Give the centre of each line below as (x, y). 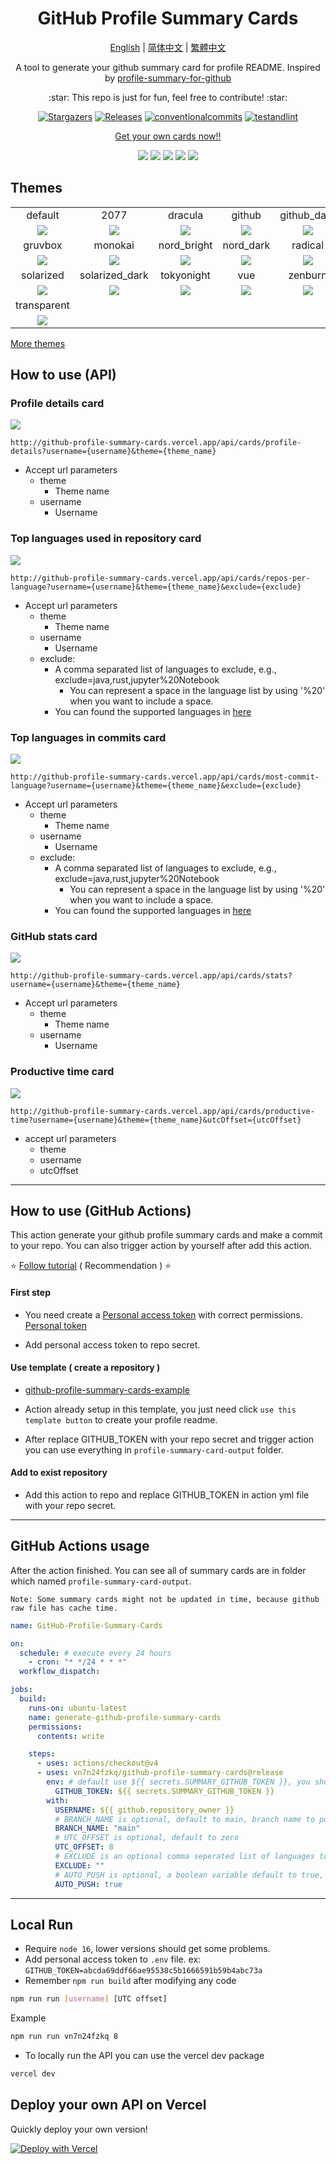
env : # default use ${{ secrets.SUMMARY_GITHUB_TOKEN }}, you (178, 1782)
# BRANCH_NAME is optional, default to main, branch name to (184, 1819)
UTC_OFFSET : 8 (84, 1847)
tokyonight (185, 275)
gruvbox (43, 245)
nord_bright (185, 245)
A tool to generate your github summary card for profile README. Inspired (168, 67)
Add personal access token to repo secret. (112, 1344)
